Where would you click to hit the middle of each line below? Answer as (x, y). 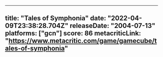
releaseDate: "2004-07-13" (113, 26)
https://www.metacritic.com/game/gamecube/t (83, 41)
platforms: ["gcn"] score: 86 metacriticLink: (73, 34)
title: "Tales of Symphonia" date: (56, 18)
